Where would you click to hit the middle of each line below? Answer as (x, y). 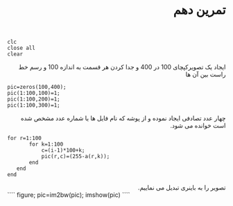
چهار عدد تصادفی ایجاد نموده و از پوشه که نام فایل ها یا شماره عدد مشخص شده (123, 118)
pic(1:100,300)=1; (34, 105)
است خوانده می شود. (198, 125)
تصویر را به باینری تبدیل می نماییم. (182, 187)
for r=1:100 (24, 138)
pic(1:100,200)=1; (34, 99)
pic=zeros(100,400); (37, 87)
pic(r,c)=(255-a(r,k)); (76, 156)
